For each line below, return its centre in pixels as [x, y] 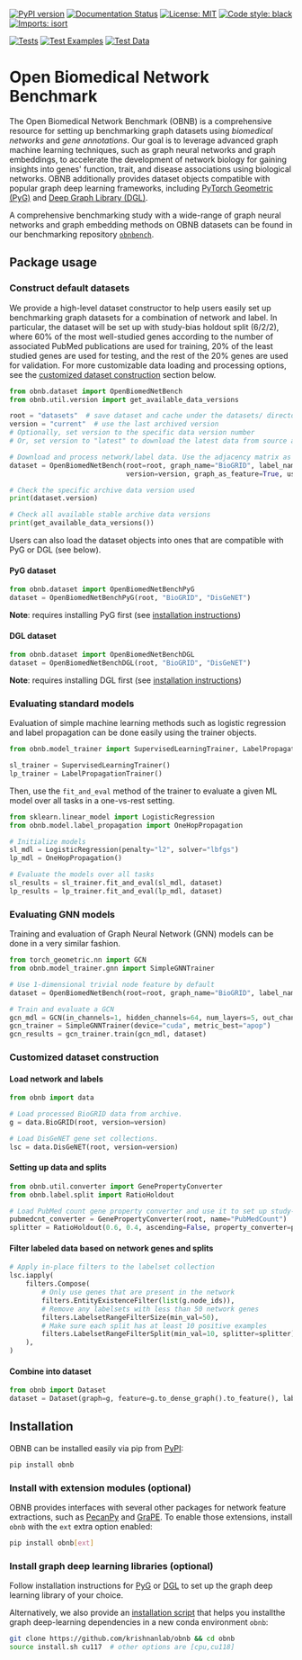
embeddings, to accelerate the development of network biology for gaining [148, 159]
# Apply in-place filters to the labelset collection [112, 1267]
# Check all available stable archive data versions [110, 515]
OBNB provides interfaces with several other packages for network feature [147, 1507]
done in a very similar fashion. [65, 944]
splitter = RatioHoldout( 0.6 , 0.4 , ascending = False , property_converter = [151, 1228]
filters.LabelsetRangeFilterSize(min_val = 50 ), [130, 1317]
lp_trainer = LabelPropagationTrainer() [86, 774]
